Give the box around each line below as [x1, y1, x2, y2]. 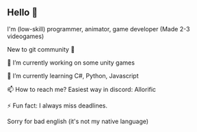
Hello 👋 [7, 7, 38, 18]
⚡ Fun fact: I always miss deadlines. [7, 101, 108, 110]
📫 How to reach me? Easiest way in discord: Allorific [7, 85, 156, 93]
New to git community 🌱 [7, 45, 75, 53]
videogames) [7, 32, 44, 40]
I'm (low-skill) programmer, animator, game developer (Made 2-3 [7, 24, 190, 33]
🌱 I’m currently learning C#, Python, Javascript [7, 71, 139, 80]
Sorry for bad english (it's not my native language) [7, 117, 149, 125]
